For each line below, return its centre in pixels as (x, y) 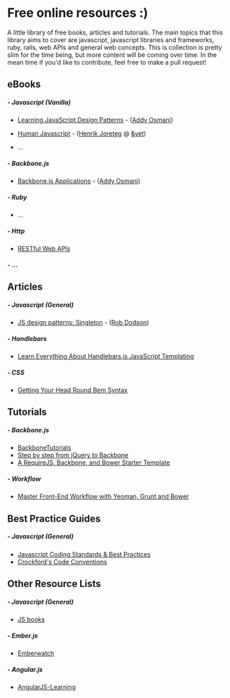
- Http (16, 231)
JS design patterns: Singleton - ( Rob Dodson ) (83, 323)
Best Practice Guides (54, 518)
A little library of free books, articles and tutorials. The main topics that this (115, 32)
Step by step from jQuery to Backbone (73, 455)
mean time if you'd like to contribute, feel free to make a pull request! (107, 62)
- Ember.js (23, 635)
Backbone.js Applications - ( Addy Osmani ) (79, 181)
